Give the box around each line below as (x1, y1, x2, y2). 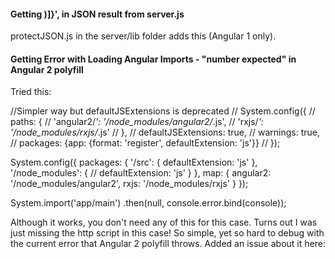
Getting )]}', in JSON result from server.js (10, 8, 185, 20)
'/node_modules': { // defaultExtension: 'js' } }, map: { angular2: (10, 167, 272, 179)
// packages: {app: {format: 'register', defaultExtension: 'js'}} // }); (10, 137, 281, 149)
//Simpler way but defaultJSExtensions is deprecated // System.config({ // (10, 105, 316, 117)
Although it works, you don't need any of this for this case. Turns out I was (10, 216, 318, 229)
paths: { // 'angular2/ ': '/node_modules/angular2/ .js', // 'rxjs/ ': (10, 116, 264, 128)
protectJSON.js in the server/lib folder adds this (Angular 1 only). (10, 30, 277, 42)
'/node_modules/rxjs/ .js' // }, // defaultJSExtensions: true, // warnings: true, (10, 126, 321, 139)
